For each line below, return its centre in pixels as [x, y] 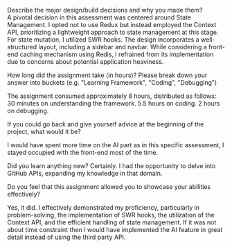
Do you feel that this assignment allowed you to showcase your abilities [109, 187]
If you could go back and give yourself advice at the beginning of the [106, 124]
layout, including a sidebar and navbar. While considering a [123, 47]
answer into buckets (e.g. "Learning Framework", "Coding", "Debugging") [112, 82]
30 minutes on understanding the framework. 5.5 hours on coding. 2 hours [114, 103]
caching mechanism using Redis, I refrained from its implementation [117, 54]
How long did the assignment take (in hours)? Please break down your [107, 75]
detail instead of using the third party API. [66, 237]
